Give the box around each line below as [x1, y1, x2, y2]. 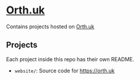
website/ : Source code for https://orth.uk [14, 67, 115, 74]
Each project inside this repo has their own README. [6, 55, 135, 62]
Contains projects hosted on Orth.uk [6, 23, 95, 30]
